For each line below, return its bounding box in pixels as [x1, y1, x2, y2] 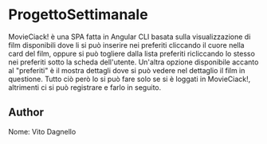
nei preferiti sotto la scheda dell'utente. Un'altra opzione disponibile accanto [8, 57, 259, 67]
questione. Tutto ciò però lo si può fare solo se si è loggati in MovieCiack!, [8, 74, 251, 84]
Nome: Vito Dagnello [8, 126, 77, 136]
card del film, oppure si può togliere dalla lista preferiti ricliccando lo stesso [8, 49, 255, 58]
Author [8, 106, 44, 119]
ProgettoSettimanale [8, 6, 149, 24]
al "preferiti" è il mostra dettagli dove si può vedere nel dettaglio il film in [8, 65, 245, 75]
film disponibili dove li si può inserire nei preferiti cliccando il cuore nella [8, 40, 245, 49]
